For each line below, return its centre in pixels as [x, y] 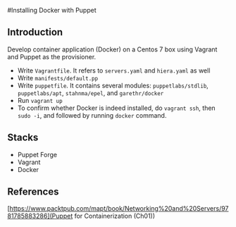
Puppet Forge [37, 154]
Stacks [23, 138]
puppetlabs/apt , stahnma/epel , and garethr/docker [91, 93]
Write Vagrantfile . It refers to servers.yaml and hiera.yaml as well [114, 70]
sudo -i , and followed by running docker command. [92, 115]
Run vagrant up [40, 100]
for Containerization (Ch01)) [115, 216]
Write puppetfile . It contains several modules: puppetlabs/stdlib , [113, 85]
